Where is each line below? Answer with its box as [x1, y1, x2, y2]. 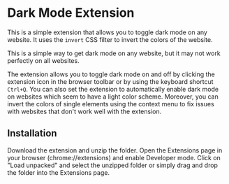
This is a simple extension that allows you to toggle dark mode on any [7, 28, 208, 36]
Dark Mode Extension [7, 5, 135, 21]
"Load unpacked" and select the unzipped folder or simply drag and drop [7, 161, 219, 169]
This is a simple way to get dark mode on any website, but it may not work [7, 49, 221, 57]
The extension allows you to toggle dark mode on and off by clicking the [7, 70, 215, 78]
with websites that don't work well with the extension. [7, 107, 162, 115]
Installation [7, 127, 57, 139]
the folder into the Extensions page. [7, 168, 110, 176]
